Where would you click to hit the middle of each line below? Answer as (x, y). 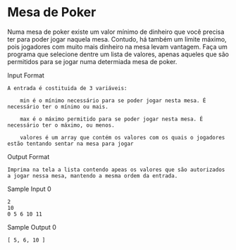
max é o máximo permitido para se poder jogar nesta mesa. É (111, 119)
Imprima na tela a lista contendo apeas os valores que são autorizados (116, 170)
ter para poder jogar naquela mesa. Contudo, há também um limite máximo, (117, 39)
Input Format (26, 75)
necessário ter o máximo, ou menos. (61, 125)
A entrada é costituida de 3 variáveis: (68, 88)
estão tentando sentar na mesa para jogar (70, 144)
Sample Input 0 (29, 189)
